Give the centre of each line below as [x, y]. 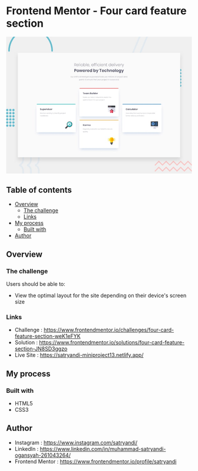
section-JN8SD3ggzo [41, 349]
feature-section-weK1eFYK [47, 336]
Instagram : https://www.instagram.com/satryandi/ [76, 443]
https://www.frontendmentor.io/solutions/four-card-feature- [112, 343]
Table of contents [39, 190]
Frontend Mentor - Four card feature [96, 11]
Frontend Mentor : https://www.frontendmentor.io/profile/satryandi [95, 461]
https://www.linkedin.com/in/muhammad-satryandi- [103, 449]
